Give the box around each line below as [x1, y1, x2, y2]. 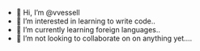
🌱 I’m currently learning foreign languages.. [15, 25, 160, 34]
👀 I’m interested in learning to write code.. [15, 16, 156, 26]
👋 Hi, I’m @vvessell [15, 8, 80, 17]
